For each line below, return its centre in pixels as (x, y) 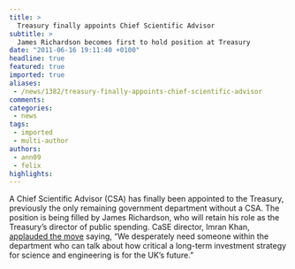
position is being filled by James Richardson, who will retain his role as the (144, 218)
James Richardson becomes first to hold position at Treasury (134, 42)
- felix (27, 165)
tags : (19, 125)
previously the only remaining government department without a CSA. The (144, 208)
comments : (27, 100)
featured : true (37, 67)
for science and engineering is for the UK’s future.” (102, 255)
